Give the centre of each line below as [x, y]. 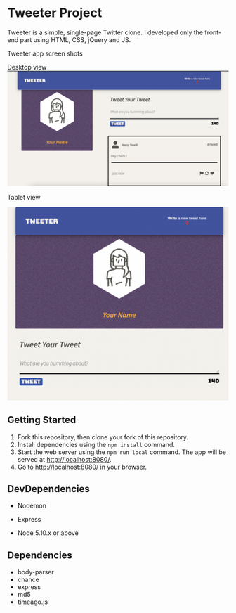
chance [28, 580]
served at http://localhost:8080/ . [64, 459]
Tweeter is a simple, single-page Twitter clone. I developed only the [105, 32]
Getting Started [42, 420]
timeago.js [32, 602]
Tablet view [24, 197]
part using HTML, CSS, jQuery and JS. [76, 39]
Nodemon [32, 506]
